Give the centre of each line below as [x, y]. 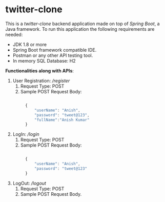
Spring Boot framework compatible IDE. [55, 50]
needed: [14, 34]
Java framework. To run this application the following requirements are [80, 29]
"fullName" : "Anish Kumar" [62, 120]
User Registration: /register [41, 80]
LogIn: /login [26, 134]
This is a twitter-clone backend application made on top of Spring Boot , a [82, 24]
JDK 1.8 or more [30, 44]
